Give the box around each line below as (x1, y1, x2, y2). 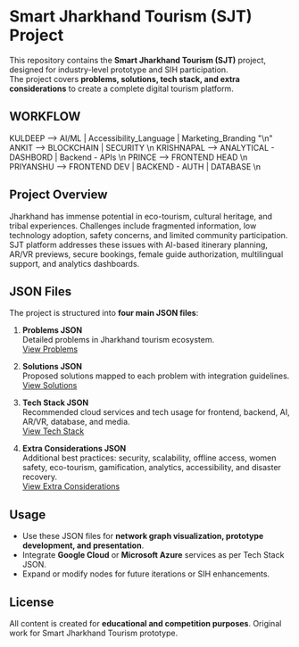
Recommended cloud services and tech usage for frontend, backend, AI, (21, 407, 290, 418)
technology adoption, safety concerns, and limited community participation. (9, 229, 288, 240)
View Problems (21, 344, 79, 354)
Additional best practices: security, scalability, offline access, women (21, 452, 277, 463)
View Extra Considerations (21, 481, 120, 492)
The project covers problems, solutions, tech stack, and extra (9, 73, 241, 84)
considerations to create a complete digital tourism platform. (9, 83, 234, 94)
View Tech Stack (21, 426, 85, 436)
